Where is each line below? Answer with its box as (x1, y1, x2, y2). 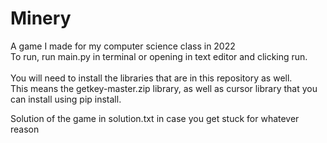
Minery (10, 7, 72, 30)
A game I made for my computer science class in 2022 (10, 40, 236, 52)
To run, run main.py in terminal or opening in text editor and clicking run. (10, 50, 308, 62)
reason (10, 123, 40, 135)
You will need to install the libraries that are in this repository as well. (10, 72, 293, 84)
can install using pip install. (10, 93, 122, 105)
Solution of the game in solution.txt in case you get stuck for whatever (10, 112, 300, 124)
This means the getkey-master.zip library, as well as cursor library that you (10, 82, 318, 94)
